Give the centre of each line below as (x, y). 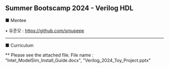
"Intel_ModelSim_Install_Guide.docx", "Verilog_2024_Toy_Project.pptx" (78, 60)
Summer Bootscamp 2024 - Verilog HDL (69, 8)
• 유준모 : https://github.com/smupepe (45, 30)
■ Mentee (16, 20)
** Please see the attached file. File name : (50, 55)
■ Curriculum (19, 45)
